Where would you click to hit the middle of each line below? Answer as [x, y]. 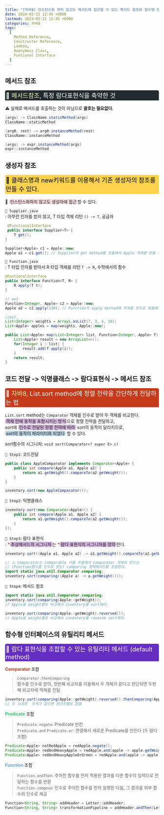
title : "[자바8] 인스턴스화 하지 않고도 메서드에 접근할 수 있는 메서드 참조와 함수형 [80, 10]
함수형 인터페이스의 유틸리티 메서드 [55, 634]
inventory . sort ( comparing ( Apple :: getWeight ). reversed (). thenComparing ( [79, 699]
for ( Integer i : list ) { [39, 344]
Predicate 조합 [20, 714]
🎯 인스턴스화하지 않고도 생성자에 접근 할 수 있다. [51, 202]
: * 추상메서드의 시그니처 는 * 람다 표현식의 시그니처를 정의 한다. [65, 544]
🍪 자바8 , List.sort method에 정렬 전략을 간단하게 [72, 394]
